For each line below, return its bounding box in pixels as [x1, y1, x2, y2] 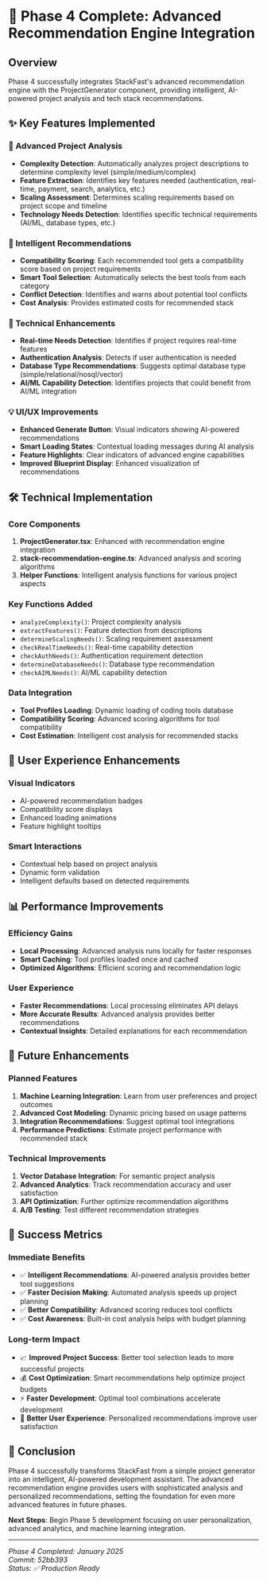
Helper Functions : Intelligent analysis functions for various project [19, 570, 238, 580]
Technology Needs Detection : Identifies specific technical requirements [19, 209, 258, 219]
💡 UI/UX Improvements [8, 406, 99, 418]
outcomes [19, 1099, 53, 1109]
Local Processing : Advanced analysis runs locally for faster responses [19, 946, 252, 955]
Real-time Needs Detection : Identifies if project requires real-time [19, 336, 237, 345]
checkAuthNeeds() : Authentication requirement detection [19, 651, 203, 660]
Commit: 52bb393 [8, 1555, 68, 1564]
